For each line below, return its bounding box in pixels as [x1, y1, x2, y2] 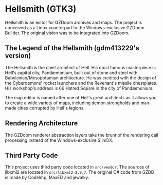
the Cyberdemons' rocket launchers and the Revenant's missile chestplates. [5, 80, 158, 86]
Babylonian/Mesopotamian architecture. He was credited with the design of [5, 74, 157, 81]
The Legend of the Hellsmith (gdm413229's [5, 44, 140, 52]
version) [5, 52, 31, 60]
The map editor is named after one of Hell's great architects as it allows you [5, 94, 157, 100]
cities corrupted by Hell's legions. [17, 105, 85, 111]
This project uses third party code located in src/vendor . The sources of [5, 164, 150, 170]
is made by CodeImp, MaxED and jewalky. [5, 174, 89, 181]
